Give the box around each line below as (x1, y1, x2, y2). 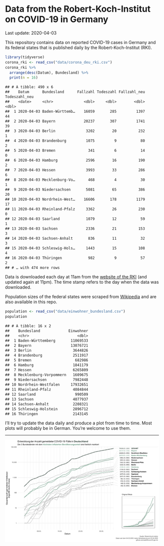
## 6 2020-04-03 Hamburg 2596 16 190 (5, 158, 145, 163)
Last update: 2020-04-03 (5, 30, 57, 36)
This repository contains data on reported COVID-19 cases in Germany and (5, 39, 156, 45)
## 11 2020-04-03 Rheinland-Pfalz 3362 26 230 (5, 207, 145, 212)
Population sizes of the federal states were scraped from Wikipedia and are (5, 294, 157, 300)
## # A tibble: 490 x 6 (5, 84, 54, 90)
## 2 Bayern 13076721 (5, 343, 89, 348)
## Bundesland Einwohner (5, 329, 89, 334)
